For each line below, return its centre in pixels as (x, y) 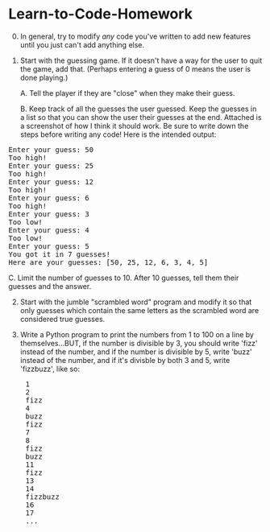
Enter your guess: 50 (51, 149)
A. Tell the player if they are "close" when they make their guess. (127, 93)
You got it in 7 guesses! (60, 254)
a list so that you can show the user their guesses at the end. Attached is (141, 117)
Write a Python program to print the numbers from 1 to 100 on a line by (137, 334)
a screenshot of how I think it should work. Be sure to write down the (134, 126)
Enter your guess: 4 (49, 230)
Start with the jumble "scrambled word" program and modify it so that (136, 302)
